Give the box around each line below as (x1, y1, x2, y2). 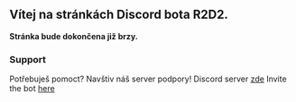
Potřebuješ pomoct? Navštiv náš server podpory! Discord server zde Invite (9, 73, 287, 84)
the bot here (9, 83, 56, 94)
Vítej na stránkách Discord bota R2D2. (9, 7, 228, 22)
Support (9, 53, 47, 65)
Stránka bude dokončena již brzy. (9, 30, 138, 41)
